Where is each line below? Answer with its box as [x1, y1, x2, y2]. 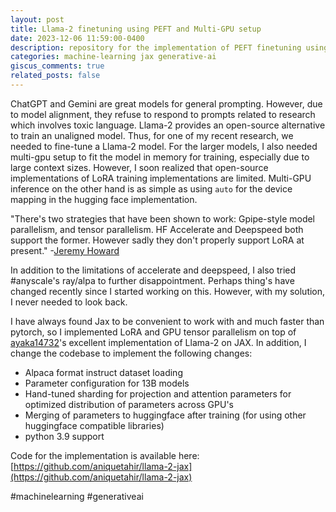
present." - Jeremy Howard [10, 244, 120, 256]
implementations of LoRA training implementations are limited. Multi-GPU [10, 172, 312, 184]
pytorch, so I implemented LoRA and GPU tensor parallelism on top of [10, 326, 297, 338]
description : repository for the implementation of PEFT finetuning [10, 42, 302, 53]
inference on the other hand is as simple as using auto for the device [10, 182, 293, 195]
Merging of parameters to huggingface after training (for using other [24, 409, 307, 421]
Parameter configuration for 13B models [24, 377, 190, 389]
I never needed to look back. [10, 296, 128, 308]
